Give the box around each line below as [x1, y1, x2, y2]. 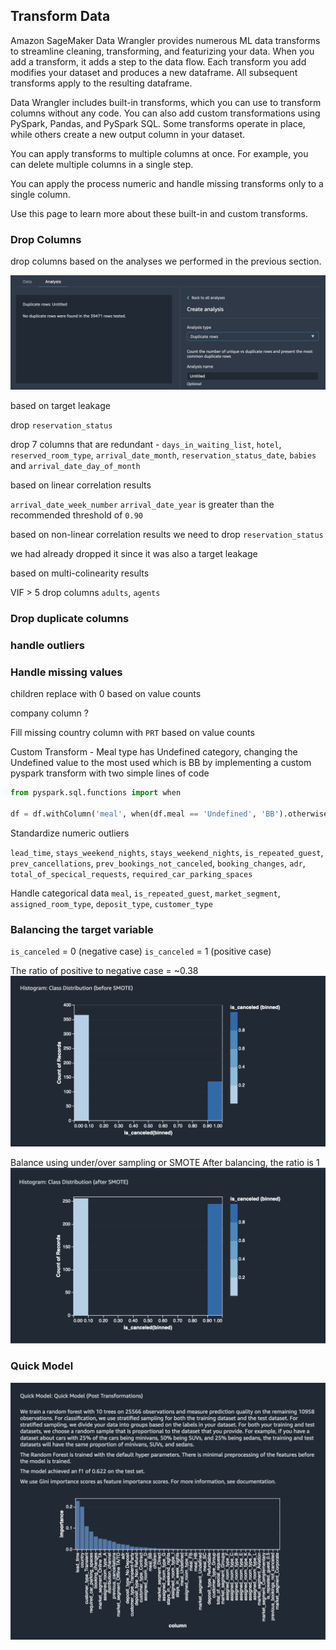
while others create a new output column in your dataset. [10, 128, 246, 140]
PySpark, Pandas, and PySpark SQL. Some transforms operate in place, [10, 117, 306, 129]
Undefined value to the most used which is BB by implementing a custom [10, 757, 312, 769]
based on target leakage [10, 400, 111, 412]
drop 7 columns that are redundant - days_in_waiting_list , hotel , [10, 439, 282, 451]
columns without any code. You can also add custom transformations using [10, 107, 321, 119]
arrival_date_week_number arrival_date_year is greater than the [10, 499, 275, 511]
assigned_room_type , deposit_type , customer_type [10, 897, 213, 909]
